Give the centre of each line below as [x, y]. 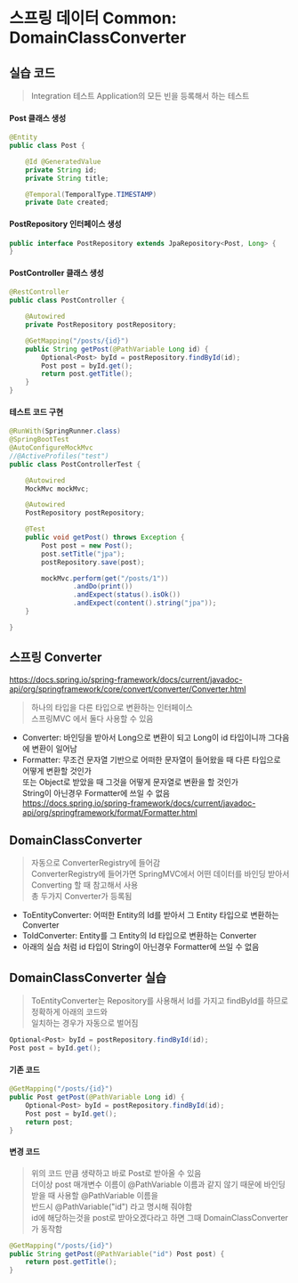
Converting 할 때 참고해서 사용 [85, 885]
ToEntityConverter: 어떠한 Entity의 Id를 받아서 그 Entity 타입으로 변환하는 [150, 915]
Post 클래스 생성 [38, 118]
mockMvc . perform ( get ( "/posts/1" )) [105, 578]
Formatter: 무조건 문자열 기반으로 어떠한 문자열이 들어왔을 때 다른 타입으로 [152, 759]
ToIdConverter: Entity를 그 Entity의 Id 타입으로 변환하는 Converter [139, 936]
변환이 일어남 [54, 748]
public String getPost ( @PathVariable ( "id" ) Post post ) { [117, 1254]
